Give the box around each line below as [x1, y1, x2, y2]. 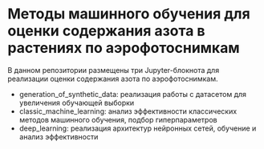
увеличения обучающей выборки [18, 98, 135, 107]
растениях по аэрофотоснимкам [7, 39, 240, 57]
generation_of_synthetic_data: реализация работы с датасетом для [18, 89, 246, 99]
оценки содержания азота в [7, 22, 205, 40]
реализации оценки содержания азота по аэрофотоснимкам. [7, 74, 218, 83]
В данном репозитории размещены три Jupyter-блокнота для [7, 65, 220, 74]
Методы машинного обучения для [7, 5, 250, 23]
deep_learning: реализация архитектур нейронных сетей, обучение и [18, 123, 257, 133]
